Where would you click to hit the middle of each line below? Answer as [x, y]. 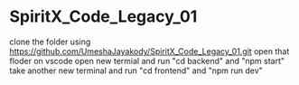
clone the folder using [50, 42]
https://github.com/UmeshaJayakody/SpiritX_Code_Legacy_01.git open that [149, 51]
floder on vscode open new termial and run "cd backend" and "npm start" [147, 61]
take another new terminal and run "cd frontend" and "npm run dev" [136, 71]
